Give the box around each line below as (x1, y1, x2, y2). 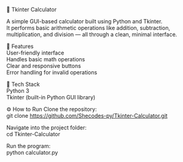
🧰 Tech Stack (6, 80, 40, 88)
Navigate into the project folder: (6, 124, 87, 131)
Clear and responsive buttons (6, 62, 81, 69)
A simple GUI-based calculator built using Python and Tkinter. (6, 18, 163, 25)
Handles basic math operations (6, 56, 85, 63)
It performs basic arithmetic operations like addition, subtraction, (6, 25, 171, 31)
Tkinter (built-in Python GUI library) (6, 94, 96, 101)
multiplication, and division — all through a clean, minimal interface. (6, 31, 177, 38)
